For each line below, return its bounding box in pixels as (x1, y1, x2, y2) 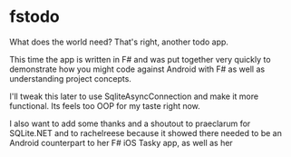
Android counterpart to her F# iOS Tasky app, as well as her (9, 137, 233, 148)
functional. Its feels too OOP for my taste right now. (9, 100, 201, 111)
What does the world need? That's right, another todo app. (9, 36, 229, 47)
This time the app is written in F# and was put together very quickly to (9, 54, 271, 64)
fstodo (9, 6, 61, 27)
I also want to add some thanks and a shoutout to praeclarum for (9, 118, 251, 129)
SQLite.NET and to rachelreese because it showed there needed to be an (9, 127, 283, 138)
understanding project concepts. (9, 73, 131, 83)
